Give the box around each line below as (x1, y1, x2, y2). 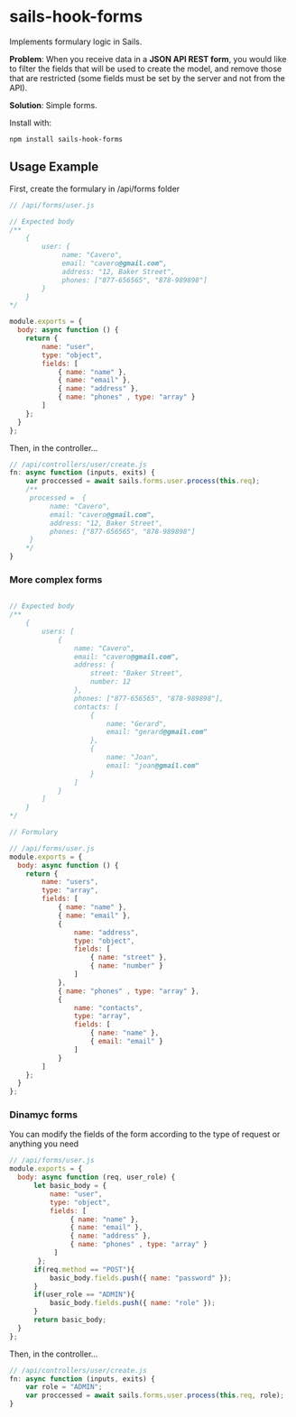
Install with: (9, 117, 52, 128)
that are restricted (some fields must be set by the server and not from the (9, 72, 286, 83)
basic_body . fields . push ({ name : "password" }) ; (49, 1274, 232, 1283)
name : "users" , (42, 878, 99, 887)
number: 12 (89, 677, 131, 686)
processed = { (29, 493, 88, 502)
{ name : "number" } (89, 962, 164, 971)
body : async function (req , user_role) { (17, 1173, 176, 1182)
